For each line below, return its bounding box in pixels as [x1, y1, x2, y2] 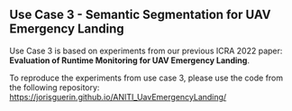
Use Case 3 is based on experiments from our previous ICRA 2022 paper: [9, 45, 283, 56]
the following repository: [9, 81, 100, 93]
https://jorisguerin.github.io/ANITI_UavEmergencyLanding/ [9, 91, 227, 102]
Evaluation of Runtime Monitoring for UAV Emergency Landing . [9, 54, 251, 66]
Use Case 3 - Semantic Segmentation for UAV [9, 7, 271, 23]
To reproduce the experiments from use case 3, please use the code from [9, 72, 284, 83]
